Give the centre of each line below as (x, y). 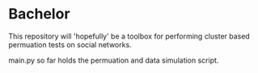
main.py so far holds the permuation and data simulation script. (114, 60)
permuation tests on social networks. (70, 44)
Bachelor (39, 14)
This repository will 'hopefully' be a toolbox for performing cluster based (129, 36)
